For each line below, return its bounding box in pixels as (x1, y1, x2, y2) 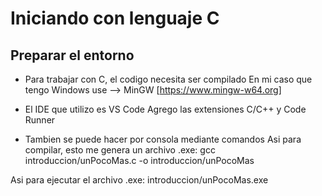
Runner (24, 114, 56, 126)
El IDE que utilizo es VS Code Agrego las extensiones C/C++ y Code (24, 103, 307, 115)
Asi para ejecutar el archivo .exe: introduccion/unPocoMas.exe (10, 174, 269, 186)
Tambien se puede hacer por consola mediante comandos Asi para (24, 133, 302, 145)
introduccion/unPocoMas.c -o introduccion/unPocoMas (24, 155, 255, 166)
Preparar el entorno (10, 47, 135, 64)
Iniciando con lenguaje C (10, 7, 220, 30)
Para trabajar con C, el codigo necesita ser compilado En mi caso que (24, 73, 313, 85)
